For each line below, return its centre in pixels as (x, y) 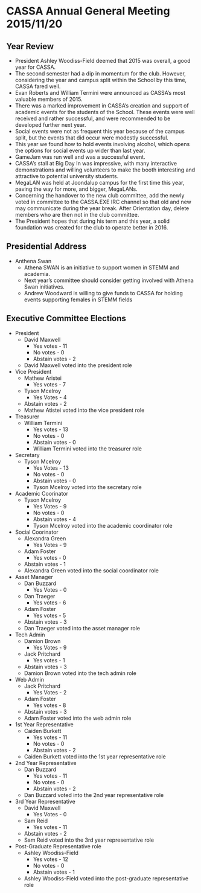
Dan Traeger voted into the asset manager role (82, 628)
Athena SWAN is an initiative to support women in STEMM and (101, 267)
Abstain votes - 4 (55, 519)
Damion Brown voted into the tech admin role (80, 673)
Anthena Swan (33, 261)
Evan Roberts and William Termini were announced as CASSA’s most (100, 93)
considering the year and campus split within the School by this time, (101, 80)
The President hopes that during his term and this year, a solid (92, 221)
